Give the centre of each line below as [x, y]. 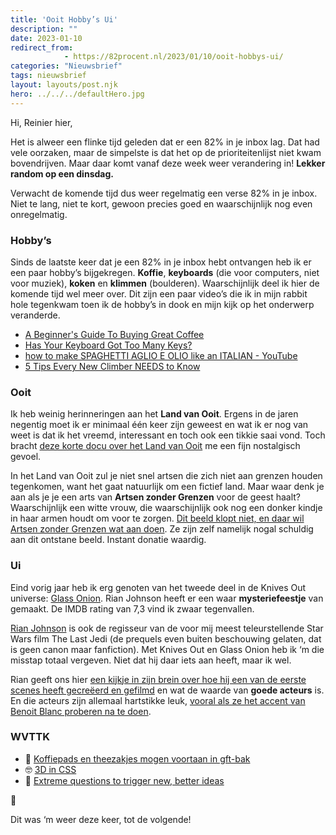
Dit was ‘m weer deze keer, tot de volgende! [101, 819]
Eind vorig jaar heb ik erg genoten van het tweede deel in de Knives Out [158, 587]
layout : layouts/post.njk [64, 85]
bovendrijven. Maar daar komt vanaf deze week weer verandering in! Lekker [168, 163]
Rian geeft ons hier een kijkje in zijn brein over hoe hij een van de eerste [158, 679]
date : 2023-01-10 [46, 38]
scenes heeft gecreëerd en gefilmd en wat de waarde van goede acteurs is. [167, 690]
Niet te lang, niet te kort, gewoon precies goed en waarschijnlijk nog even [161, 203]
